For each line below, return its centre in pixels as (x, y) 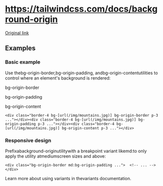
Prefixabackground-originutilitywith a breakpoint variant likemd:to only (76, 151)
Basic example (23, 62)
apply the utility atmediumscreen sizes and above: (56, 156)
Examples (20, 48)
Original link (17, 33)
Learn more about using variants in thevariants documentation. (68, 178)
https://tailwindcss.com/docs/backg (81, 9)
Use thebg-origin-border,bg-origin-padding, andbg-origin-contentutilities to (81, 73)
